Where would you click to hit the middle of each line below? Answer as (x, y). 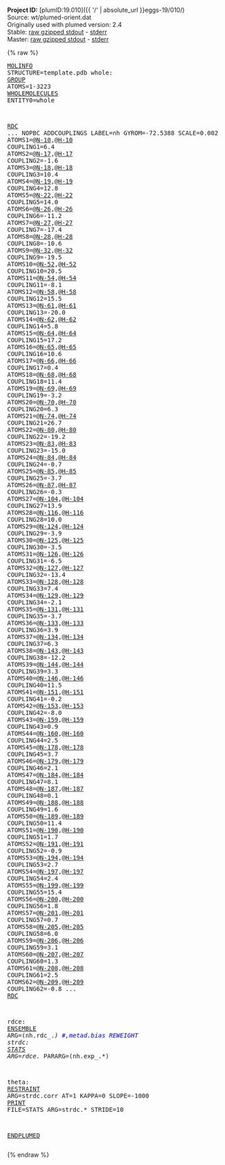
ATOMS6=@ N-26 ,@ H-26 (40, 209)
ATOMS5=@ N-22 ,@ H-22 (40, 195)
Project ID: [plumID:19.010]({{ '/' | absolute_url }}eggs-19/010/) (96, 10)
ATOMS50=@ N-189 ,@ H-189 (46, 816)
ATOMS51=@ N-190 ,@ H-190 (46, 830)
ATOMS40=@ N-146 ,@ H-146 (46, 678)
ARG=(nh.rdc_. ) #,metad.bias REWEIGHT (73, 1036)
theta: (18, 1082)
